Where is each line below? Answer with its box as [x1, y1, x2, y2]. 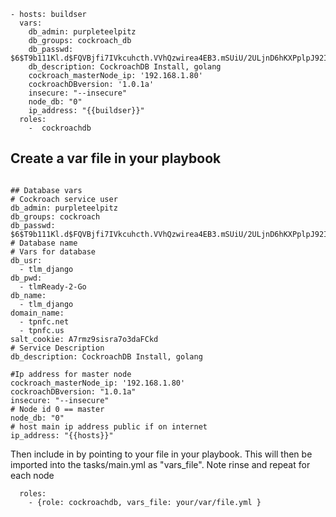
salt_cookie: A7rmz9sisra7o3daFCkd [10, 334, 159, 344]
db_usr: [10, 255, 43, 265]
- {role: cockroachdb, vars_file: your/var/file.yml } [28, 497, 262, 507]
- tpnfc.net [19, 316, 70, 327]
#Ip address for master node [10, 369, 132, 379]
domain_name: [10, 308, 65, 318]
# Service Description [10, 343, 105, 353]
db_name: [10, 290, 47, 300]
